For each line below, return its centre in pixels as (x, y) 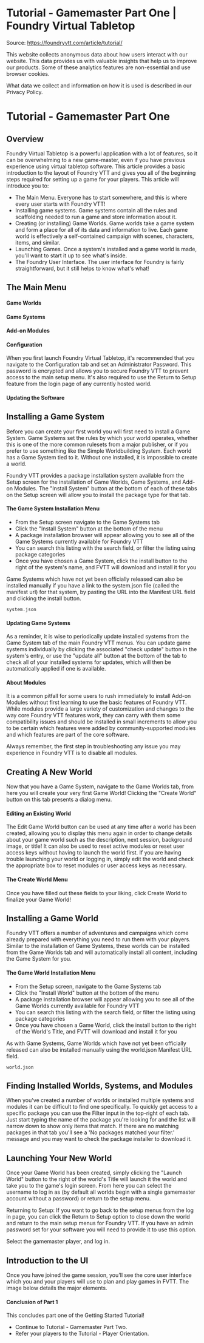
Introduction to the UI (47, 1260)
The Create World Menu (37, 879)
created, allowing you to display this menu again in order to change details (99, 833)
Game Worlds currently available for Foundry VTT (77, 1006)
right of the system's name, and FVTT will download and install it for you (106, 567)
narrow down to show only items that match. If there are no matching (93, 1126)
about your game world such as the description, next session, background (99, 840)
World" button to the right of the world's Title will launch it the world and (97, 1179)
